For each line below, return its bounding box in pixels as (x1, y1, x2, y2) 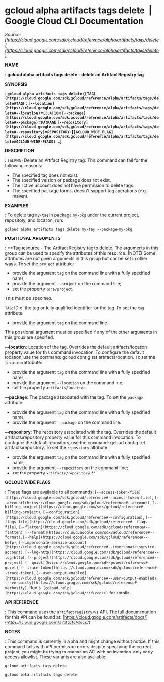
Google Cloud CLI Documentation (5, 15, 144, 27)
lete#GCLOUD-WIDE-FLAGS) (5, 139, 56, 144)
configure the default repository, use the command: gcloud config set (5, 439, 146, 445)
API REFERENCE (5, 599, 39, 605)
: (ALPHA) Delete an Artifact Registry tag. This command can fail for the (5, 157, 148, 163)
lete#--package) (5, 120, 38, 125)
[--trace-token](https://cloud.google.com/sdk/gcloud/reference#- (20, 565, 159, 570)
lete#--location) (5, 111, 41, 116)
